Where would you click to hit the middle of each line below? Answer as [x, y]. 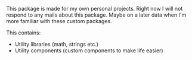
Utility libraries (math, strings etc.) [57, 44]
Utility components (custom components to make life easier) [89, 50]
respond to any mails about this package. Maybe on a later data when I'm [96, 15]
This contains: [24, 33]
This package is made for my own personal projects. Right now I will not [95, 9]
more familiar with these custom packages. [59, 21]
